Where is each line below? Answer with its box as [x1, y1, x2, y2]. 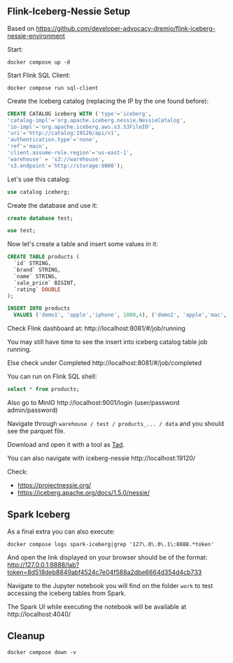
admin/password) [7, 406, 58, 415]
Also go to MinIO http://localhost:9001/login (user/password [7, 399, 180, 407]
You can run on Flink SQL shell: [7, 372, 97, 380]
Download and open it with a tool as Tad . [7, 441, 125, 449]
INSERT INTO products [7, 305, 71, 312]
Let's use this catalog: [7, 175, 71, 183]
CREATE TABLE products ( [7, 253, 80, 261]
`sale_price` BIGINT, [13, 279, 77, 286]
